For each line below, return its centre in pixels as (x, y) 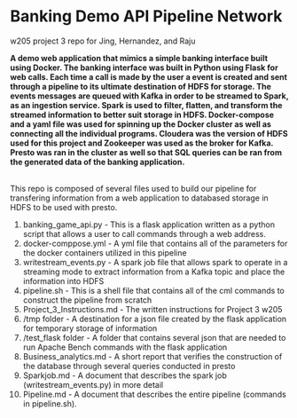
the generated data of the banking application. (98, 162)
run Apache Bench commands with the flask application (125, 347)
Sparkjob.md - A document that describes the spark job (125, 375)
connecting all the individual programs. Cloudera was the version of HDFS (149, 133)
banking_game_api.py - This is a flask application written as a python (149, 225)
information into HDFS (63, 280)
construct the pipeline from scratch (87, 300)
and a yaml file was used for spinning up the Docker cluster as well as (141, 124)
